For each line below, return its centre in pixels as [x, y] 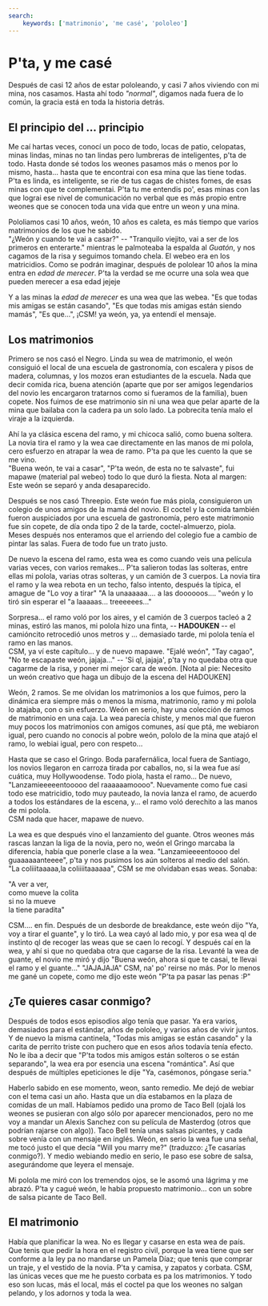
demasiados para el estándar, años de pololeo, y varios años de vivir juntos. [133, 1029]
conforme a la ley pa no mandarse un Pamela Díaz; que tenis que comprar [130, 1259]
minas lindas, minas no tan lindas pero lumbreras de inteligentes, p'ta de [127, 155]
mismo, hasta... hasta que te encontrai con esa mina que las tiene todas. [127, 173]
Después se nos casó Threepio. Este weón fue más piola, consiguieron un [130, 501]
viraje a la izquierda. [41, 419]
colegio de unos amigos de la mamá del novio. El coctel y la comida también [134, 510]
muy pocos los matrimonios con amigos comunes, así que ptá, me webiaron [134, 726]
